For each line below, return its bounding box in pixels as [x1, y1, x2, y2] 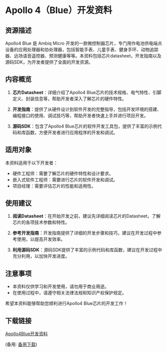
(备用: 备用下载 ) [5, 341, 37, 347]
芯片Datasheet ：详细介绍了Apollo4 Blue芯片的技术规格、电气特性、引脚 [12, 89, 161, 95]
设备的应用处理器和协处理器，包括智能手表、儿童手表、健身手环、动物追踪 [5, 47, 158, 53]
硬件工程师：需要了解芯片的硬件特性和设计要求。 [12, 170, 113, 176]
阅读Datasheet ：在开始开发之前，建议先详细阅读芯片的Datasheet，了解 [12, 213, 161, 219]
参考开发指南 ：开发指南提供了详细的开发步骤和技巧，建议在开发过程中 [12, 230, 157, 236]
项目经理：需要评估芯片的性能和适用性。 [12, 183, 96, 189]
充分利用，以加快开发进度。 [12, 253, 70, 259]
